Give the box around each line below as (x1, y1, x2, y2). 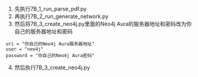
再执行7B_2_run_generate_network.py (14, 13, 109, 20)
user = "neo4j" (5, 46, 44, 52)
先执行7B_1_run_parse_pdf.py (14, 5, 87, 12)
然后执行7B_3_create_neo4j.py (14, 64, 90, 71)
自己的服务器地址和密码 (14, 28, 73, 35)
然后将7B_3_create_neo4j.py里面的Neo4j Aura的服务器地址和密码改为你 (14, 20, 192, 27)
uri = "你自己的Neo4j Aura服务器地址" (5, 41, 94, 47)
